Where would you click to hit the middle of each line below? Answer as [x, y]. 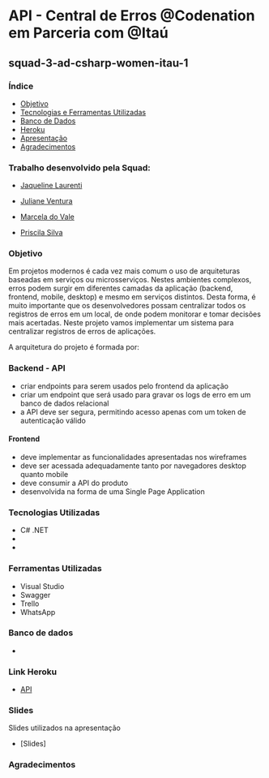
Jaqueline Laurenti [51, 186]
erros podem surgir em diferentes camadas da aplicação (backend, [121, 288]
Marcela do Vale [47, 217]
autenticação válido [53, 420]
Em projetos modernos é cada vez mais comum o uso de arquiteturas [124, 271]
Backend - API [37, 368]
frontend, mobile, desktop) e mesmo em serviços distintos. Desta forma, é [132, 297]
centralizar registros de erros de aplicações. [82, 332]
